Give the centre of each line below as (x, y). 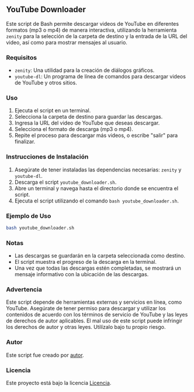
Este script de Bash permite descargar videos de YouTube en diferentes (93, 23)
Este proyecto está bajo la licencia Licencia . (59, 383)
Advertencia (24, 290)
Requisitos (21, 57)
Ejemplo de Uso (29, 216)
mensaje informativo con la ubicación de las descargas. (82, 274)
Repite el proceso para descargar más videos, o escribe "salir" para (96, 135)
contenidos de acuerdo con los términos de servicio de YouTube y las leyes (97, 315)
